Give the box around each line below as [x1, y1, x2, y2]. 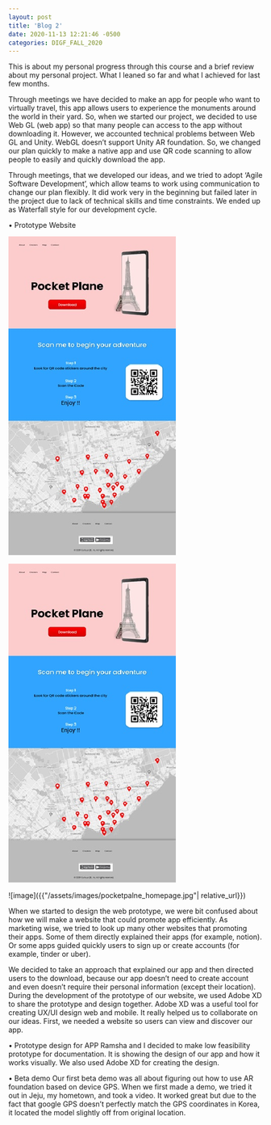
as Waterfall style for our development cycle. [8, 204, 157, 214]
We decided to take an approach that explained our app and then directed [8, 965, 254, 975]
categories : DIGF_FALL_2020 [8, 39, 103, 47]
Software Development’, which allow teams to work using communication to [8, 179, 261, 189]
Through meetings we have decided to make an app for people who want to [8, 95, 261, 104]
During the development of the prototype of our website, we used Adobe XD [8, 991, 262, 1001]
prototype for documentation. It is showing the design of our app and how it [8, 1049, 261, 1059]
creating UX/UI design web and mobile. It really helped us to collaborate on [8, 1008, 258, 1018]
